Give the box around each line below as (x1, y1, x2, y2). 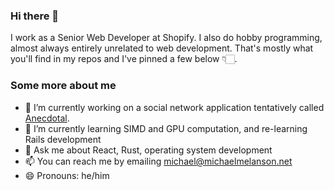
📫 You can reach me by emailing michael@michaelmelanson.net (24, 155, 293, 167)
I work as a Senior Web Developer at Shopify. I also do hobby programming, (10, 32, 323, 44)
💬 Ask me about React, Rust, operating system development (24, 144, 273, 156)
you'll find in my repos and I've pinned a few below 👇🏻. (10, 53, 238, 65)
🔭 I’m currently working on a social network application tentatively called (24, 101, 325, 113)
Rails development (24, 133, 102, 145)
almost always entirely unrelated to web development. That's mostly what (10, 42, 314, 54)
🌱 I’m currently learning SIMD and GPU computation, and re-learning (24, 122, 308, 134)
